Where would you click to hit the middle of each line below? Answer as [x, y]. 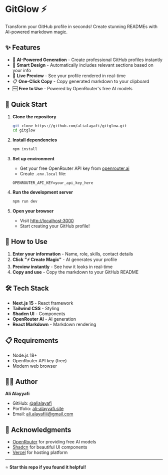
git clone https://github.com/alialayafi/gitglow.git [69, 126]
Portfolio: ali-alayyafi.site [38, 409]
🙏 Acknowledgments [38, 430]
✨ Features [23, 48]
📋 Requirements [32, 341]
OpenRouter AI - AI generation [44, 319]
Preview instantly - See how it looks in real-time [62, 267]
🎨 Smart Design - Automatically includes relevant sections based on [83, 65]
